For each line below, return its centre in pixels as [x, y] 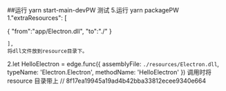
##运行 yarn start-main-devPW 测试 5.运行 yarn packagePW [93, 10]
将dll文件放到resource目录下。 [47, 51]
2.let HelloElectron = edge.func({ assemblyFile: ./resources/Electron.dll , [113, 64]
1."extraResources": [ [37, 18]
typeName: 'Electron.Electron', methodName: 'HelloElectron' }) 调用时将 [110, 72]
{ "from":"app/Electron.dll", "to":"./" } [59, 31]
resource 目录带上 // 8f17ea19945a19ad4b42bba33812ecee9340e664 [107, 81]
